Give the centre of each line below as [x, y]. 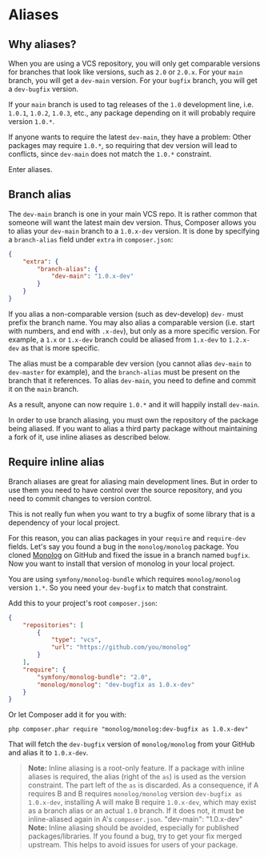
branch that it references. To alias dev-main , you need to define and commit [132, 380]
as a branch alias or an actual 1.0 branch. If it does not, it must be [136, 811]
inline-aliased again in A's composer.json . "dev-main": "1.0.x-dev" [135, 819]
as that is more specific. [60, 348]
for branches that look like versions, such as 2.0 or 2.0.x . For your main [126, 72]
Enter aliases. [30, 169]
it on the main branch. [44, 389]
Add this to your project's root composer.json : [83, 603]
